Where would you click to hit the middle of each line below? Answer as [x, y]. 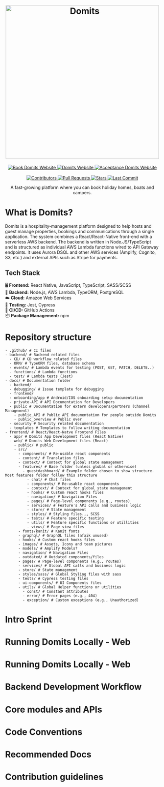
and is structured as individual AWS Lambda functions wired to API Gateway [82, 247]
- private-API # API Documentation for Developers [62, 402]
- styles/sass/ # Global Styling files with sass [70, 574]
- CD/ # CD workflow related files [46, 359]
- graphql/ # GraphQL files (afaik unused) [63, 535]
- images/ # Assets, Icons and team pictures [65, 544]
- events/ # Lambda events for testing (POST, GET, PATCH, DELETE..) [82, 367]
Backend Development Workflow [73, 687]
